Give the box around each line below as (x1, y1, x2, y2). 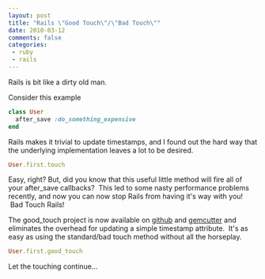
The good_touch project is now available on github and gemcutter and (8, 215, 237, 225)
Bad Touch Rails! (9, 200, 65, 209)
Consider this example (8, 92, 81, 102)
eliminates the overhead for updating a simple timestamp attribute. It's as (8, 224, 248, 233)
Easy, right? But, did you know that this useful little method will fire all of (8, 175, 243, 184)
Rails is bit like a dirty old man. (8, 77, 107, 87)
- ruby (11, 48, 34, 56)
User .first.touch (8, 160, 66, 168)
